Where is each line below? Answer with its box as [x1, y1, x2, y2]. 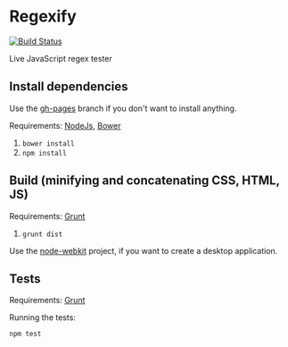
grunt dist [21, 230, 63, 239]
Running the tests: [9, 312, 76, 323]
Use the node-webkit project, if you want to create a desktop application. [9, 245, 278, 256]
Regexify [9, 6, 78, 27]
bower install [21, 139, 75, 148]
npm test [9, 329, 42, 339]
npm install [21, 148, 67, 157]
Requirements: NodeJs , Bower [9, 120, 121, 131]
